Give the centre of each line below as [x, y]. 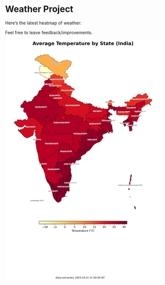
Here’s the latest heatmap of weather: [43, 23]
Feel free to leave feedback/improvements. [49, 32]
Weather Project [39, 9]
